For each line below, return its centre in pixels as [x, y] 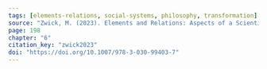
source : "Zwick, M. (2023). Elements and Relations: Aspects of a [120, 23]
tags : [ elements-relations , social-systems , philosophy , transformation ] [133, 15]
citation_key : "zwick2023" [53, 45]
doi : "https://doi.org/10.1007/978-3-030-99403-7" [94, 52]
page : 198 [25, 30]
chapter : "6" [30, 38]
